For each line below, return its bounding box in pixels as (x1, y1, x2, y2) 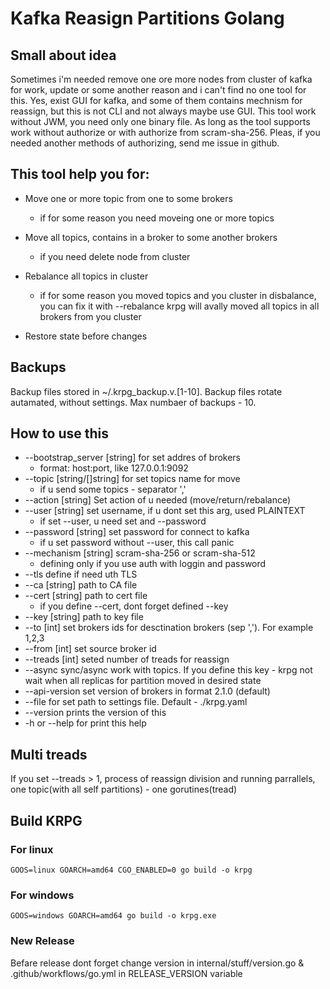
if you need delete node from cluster (39, 250, 191, 262)
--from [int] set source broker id (24, 643, 157, 655)
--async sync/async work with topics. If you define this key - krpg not (24, 664, 313, 676)
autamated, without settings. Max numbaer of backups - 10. (10, 396, 257, 408)
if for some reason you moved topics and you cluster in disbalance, (39, 289, 317, 301)
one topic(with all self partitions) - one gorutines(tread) (10, 783, 238, 796)
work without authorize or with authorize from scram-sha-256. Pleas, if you (10, 127, 321, 138)
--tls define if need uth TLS (24, 568, 138, 581)
